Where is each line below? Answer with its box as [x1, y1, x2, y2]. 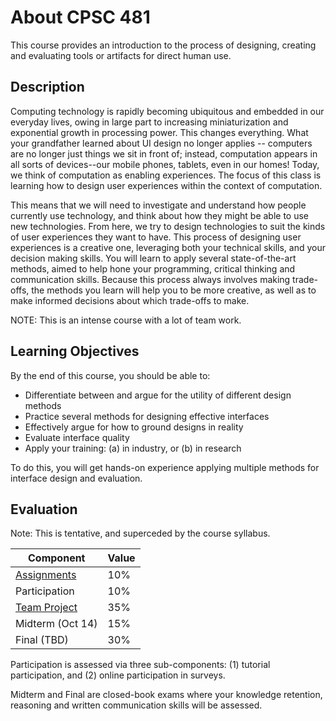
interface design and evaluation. [10, 472, 143, 484]
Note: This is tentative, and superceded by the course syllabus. [10, 527, 271, 540]
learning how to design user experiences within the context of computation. [10, 179, 323, 191]
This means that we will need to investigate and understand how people [10, 199, 307, 211]
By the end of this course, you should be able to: [10, 369, 211, 381]
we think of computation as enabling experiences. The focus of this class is [10, 169, 322, 181]
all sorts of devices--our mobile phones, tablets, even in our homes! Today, [10, 158, 320, 170]
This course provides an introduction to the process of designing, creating [10, 39, 317, 51]
